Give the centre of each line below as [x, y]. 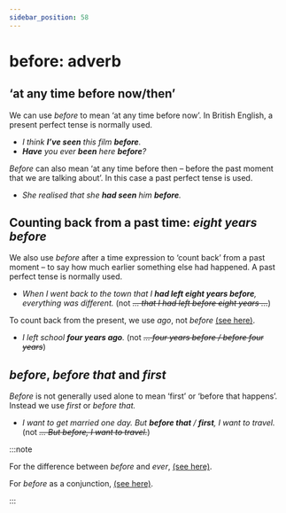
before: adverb [66, 61]
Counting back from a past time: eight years [133, 223]
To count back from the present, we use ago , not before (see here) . [132, 321]
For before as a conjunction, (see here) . [81, 484]
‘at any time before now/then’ [93, 94]
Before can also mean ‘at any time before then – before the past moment [142, 168]
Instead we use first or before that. [73, 406]
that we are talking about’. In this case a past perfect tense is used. [131, 177]
